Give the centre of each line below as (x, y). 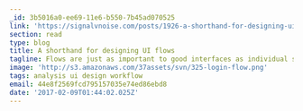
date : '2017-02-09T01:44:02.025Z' (74, 92)
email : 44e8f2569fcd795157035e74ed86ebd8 (88, 84)
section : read (36, 34)
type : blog (30, 43)
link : (19, 26)
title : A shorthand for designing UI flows (92, 51)
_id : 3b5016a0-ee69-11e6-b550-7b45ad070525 (92, 17)
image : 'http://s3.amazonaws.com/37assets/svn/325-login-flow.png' (139, 68)
